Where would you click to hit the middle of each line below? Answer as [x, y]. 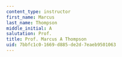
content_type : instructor [38, 12]
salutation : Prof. [29, 34]
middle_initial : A [29, 28]
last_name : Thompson [32, 23]
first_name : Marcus [30, 17]
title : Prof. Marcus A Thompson [46, 39]
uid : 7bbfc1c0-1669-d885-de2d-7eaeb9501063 [61, 45]
